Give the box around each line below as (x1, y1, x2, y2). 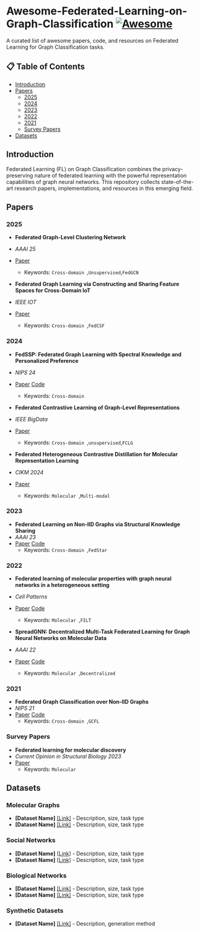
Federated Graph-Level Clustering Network (14, 234, 127, 241)
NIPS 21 (14, 705, 35, 712)
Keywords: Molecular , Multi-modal (23, 492, 110, 499)
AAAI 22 (14, 646, 36, 653)
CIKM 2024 (14, 468, 44, 476)
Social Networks (6, 836, 56, 844)
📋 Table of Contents (6, 61, 86, 72)
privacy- (162, 165, 183, 172)
